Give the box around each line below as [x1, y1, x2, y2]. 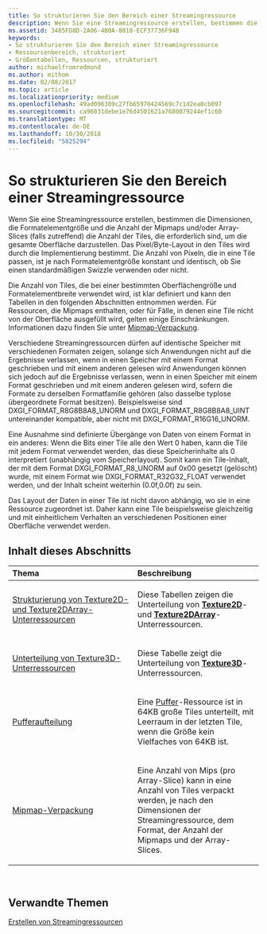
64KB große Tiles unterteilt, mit [137, 707, 254, 718]
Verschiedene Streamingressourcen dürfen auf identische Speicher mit [8, 339, 241, 348]
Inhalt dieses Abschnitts [8, 544, 131, 557]
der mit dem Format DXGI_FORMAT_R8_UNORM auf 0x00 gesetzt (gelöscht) [8, 463, 258, 473]
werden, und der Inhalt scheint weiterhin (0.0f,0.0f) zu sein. [8, 480, 203, 490]
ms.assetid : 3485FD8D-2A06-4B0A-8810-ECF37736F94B [8, 26, 180, 34]
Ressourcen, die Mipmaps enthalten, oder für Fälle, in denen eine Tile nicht [8, 306, 254, 316]
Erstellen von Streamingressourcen [8, 917, 123, 927]
